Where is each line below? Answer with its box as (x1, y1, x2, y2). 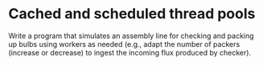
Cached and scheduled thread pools (8, 5, 256, 23)
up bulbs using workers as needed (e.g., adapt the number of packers (8, 39, 240, 48)
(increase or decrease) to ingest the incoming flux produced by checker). (8, 48, 252, 57)
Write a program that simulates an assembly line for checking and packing (8, 31, 255, 40)
